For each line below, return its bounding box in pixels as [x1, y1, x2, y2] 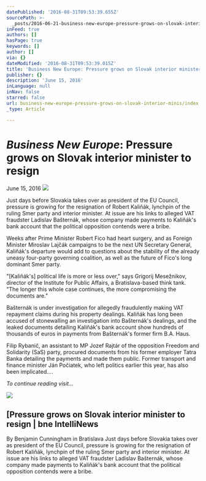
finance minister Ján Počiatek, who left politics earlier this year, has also [6, 361, 189, 369]
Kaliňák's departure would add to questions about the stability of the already [6, 248, 200, 255]
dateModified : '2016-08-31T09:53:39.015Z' [6, 60, 116, 66]
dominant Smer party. [6, 261, 61, 268]
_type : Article [6, 106, 45, 112]
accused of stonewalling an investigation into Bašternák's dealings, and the [6, 317, 197, 325]
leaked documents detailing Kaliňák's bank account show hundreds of [6, 323, 184, 331]
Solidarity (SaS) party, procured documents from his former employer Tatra [6, 348, 197, 356]
